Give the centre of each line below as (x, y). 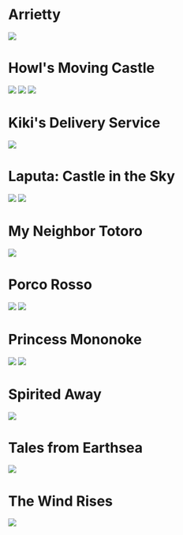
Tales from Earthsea (76, 448)
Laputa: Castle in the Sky (92, 176)
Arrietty (34, 15)
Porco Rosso (50, 285)
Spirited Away (55, 394)
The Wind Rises (60, 501)
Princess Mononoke (75, 339)
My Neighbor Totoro (76, 231)
